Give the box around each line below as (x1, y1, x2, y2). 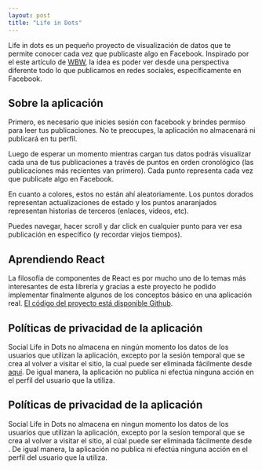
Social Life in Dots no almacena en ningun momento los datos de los (8, 419, 229, 428)
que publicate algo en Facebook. (8, 174, 115, 184)
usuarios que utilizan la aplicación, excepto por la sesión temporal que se (8, 351, 246, 360)
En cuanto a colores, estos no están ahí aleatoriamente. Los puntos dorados (8, 189, 253, 199)
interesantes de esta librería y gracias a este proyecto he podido (8, 282, 217, 292)
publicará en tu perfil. (8, 134, 78, 144)
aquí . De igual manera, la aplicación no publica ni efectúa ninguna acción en (8, 367, 255, 376)
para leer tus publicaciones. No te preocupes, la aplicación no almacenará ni (8, 126, 256, 135)
